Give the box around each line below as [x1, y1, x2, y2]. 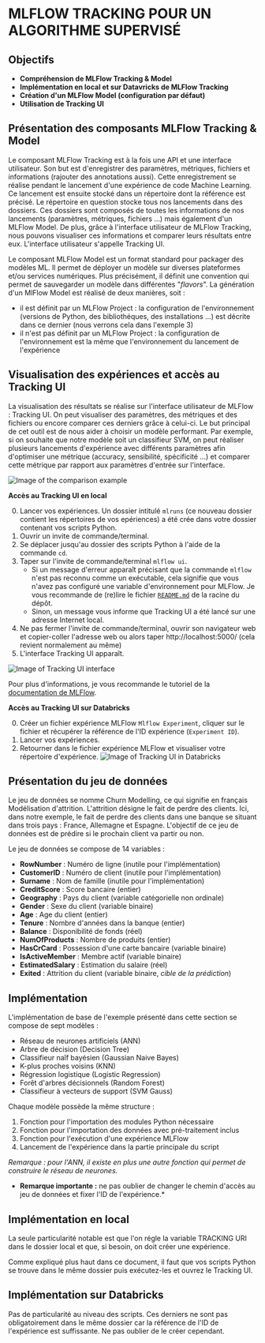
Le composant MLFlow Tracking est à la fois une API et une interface [8, 155, 232, 164]
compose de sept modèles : [8, 1021, 99, 1030]
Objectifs [8, 53, 55, 66]
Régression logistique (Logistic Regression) [19, 1070, 161, 1079]
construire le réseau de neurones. [8, 1166, 118, 1176]
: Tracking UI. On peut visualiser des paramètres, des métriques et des [8, 410, 238, 419]
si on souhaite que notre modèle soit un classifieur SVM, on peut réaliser [8, 435, 244, 445]
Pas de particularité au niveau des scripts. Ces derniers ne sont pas [8, 1309, 229, 1319]
